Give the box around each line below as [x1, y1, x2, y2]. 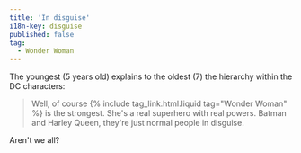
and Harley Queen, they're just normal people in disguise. [31, 118, 244, 129]
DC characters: [9, 81, 66, 92]
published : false [9, 30, 75, 39]
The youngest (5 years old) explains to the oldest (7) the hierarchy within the [9, 71, 293, 82]
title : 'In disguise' [9, 13, 91, 22]
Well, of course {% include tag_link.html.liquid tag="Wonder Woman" [31, 98, 288, 109]
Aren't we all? [9, 135, 60, 146]
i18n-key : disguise [9, 22, 83, 31]
